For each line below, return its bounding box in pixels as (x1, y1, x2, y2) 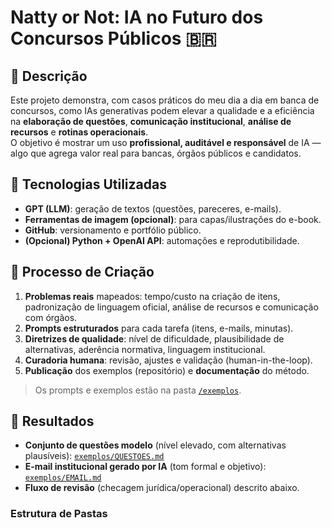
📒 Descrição (10, 67, 88, 85)
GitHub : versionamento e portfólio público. (24, 224, 202, 236)
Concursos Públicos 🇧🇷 (10, 27, 217, 50)
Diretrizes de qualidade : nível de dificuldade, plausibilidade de (24, 332, 285, 345)
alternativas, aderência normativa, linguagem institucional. (24, 343, 266, 355)
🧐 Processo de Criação (10, 264, 155, 281)
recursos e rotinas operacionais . (10, 126, 149, 138)
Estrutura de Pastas (10, 507, 108, 521)
